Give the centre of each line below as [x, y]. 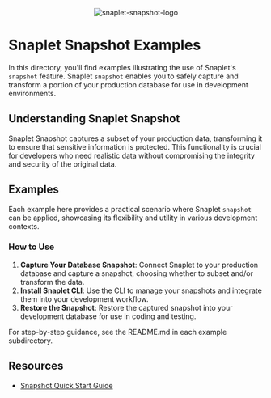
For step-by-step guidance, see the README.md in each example [118, 332]
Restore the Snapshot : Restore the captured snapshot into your [126, 307]
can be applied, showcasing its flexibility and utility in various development [133, 218]
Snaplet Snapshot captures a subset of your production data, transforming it [135, 138]
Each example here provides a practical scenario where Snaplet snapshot [130, 209]
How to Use [32, 247]
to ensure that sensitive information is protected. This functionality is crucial [135, 146]
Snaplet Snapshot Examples [105, 45]
